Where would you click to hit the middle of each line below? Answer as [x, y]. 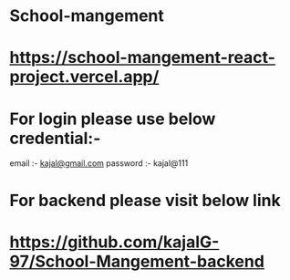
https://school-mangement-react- [143, 58]
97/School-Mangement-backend [137, 261]
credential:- [55, 138]
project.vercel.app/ [84, 77]
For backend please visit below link [145, 200]
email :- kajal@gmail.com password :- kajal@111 [99, 163]
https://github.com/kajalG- [114, 242]
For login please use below [113, 119]
